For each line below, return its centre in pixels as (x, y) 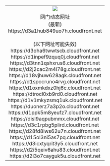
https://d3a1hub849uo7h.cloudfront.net (55, 31)
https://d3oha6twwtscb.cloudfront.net (55, 51)
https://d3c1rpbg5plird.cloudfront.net (55, 125)
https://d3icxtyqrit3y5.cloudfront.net (55, 143)
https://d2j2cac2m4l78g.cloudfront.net (55, 69)
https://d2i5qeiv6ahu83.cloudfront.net (55, 150)
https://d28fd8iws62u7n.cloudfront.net (55, 131)
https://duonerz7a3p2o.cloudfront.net (55, 106)
